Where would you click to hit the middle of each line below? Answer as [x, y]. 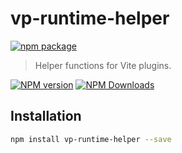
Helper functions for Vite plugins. [103, 65]
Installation [46, 116]
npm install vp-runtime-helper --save [91, 139]
